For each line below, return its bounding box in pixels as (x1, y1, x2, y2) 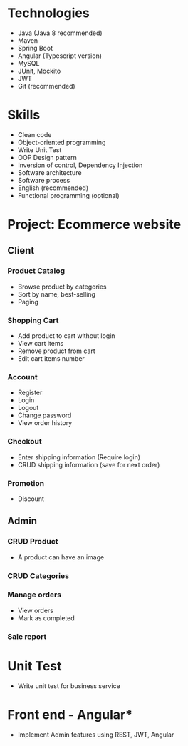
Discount (17, 494, 45, 503)
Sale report (7, 631, 47, 641)
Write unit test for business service (17, 681, 121, 690)
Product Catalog (7, 266, 66, 276)
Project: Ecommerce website (7, 217, 182, 233)
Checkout (7, 437, 42, 447)
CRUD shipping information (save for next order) (17, 460, 160, 469)
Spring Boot (17, 44, 53, 52)
